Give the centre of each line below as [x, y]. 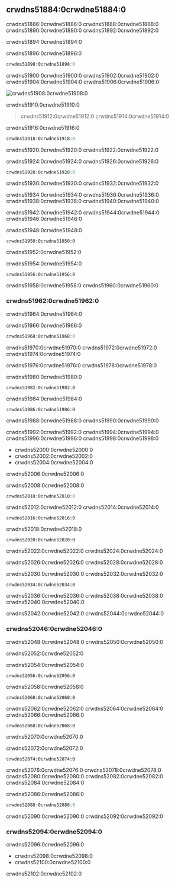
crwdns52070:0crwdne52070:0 [45, 736]
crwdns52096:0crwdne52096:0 [45, 844]
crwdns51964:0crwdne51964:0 [44, 314]
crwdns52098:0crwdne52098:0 [54, 856]
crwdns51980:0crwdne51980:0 [44, 377]
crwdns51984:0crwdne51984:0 [44, 399]
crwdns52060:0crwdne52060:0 [41, 697]
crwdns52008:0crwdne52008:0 [45, 485]
